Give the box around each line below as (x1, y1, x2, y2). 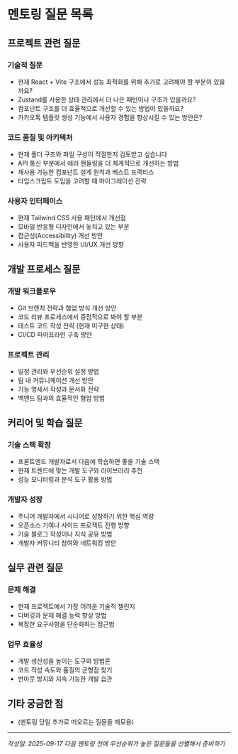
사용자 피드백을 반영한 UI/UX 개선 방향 (17, 240, 124, 249)
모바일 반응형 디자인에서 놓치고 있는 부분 (17, 222, 130, 231)
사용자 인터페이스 (7, 196, 63, 206)
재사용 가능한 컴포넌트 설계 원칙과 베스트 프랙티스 (17, 168, 154, 176)
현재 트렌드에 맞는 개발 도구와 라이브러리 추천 (17, 466, 143, 475)
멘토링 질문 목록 (7, 6, 93, 23)
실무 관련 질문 (7, 561, 64, 573)
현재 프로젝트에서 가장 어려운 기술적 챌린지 (17, 602, 136, 611)
